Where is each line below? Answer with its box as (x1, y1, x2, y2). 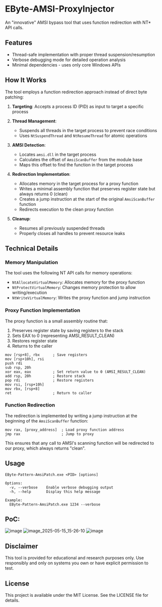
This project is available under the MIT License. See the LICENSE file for (5, 592, 148, 598)
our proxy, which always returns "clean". (5, 445, 86, 451)
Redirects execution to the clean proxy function (19, 206, 114, 212)
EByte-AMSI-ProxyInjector (5, 3, 115, 15)
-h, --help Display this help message (9, 489, 101, 494)
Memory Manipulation (5, 259, 59, 266)
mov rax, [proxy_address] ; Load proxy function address (5, 427, 124, 432)
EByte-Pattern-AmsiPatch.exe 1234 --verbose (9, 502, 101, 507)
